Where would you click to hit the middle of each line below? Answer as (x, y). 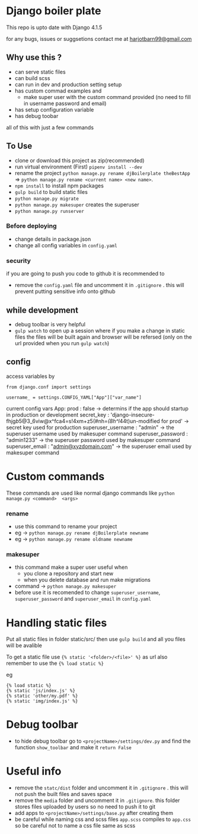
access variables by (31, 376)
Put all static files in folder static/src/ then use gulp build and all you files (96, 639)
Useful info (34, 771)
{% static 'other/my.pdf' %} (42, 696)
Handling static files (57, 623)
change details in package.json (53, 239)
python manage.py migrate (47, 199)
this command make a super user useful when (71, 567)
